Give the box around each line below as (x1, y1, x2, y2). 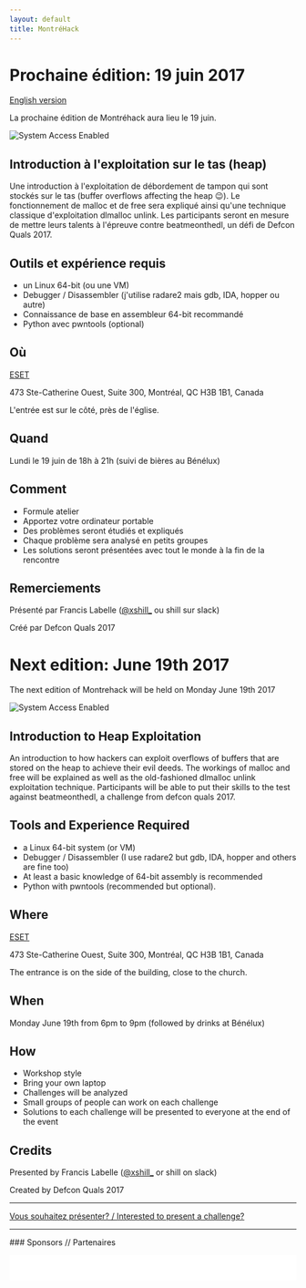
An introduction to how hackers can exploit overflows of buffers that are (9, 753, 280, 764)
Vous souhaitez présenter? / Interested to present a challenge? (9, 1211, 245, 1221)
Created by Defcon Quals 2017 (9, 1185, 125, 1196)
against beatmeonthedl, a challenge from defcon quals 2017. (9, 791, 236, 802)
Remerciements (9, 580, 102, 596)
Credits (9, 1142, 53, 1158)
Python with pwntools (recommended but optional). (22, 881, 217, 891)
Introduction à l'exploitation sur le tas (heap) (9, 156, 267, 172)
